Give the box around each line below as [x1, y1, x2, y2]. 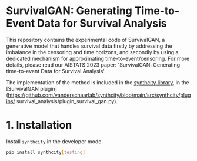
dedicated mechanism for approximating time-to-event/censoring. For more [6, 55, 190, 62]
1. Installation [6, 119, 72, 132]
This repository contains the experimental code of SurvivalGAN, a [6, 36, 165, 43]
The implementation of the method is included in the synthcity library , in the [6, 78, 189, 86]
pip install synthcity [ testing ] [6, 149, 85, 155]
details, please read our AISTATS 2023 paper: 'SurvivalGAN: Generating [6, 61, 181, 68]
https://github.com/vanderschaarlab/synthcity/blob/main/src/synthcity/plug [8, 91, 191, 98]
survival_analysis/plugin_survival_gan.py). [16, 97, 118, 104]
